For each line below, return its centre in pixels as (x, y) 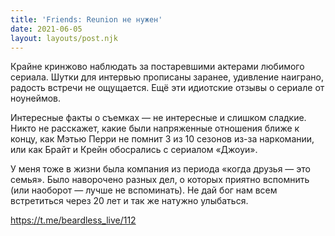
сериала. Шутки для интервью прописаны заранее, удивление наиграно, (167, 77)
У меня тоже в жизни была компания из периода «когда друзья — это (160, 169)
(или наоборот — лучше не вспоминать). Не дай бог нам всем (144, 190)
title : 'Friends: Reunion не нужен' (86, 19)
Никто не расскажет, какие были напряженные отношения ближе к (155, 128)
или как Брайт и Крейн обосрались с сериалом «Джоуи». (134, 150)
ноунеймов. (36, 98)
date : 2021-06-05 (46, 29)
